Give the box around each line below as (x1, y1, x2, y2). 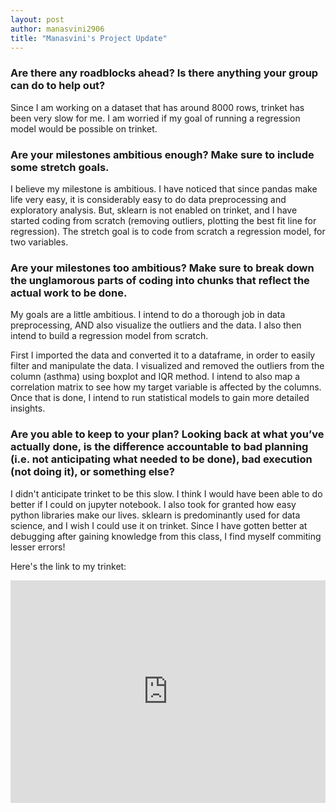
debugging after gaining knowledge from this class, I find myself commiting (10, 530, 322, 542)
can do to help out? (10, 79, 106, 93)
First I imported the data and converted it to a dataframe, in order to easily (10, 349, 316, 361)
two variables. (10, 236, 69, 248)
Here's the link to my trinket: (10, 560, 127, 572)
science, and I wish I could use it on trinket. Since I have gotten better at (10, 519, 308, 531)
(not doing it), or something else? (10, 465, 175, 479)
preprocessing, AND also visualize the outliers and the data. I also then (10, 319, 302, 331)
